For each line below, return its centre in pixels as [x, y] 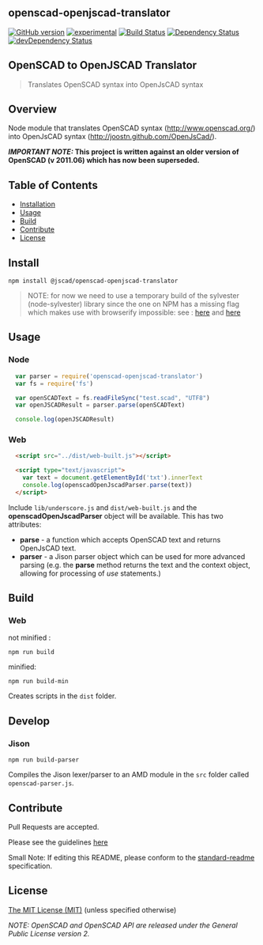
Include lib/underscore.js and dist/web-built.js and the [103, 507]
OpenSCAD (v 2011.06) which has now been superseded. [104, 161]
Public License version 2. [49, 933]
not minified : [30, 638]
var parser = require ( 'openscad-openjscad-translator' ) [109, 376]
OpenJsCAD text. [48, 548]
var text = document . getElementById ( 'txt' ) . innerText [113, 478]
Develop [29, 721]
